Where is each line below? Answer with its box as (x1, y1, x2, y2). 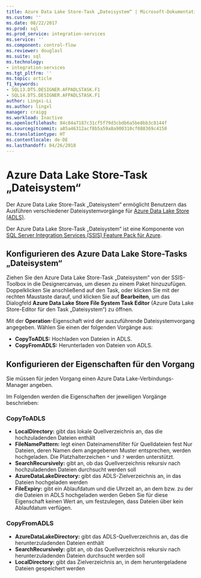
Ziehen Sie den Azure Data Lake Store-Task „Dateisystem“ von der (6, 274, 170, 282)
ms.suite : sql (6, 53, 42, 59)
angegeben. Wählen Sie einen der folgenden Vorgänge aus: (6, 324, 154, 331)
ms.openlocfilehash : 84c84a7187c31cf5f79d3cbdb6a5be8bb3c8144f (6, 120, 167, 126)
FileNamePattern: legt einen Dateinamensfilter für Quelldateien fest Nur (14, 441, 193, 448)
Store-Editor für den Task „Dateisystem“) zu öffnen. (6, 306, 133, 313)
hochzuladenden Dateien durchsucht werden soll (14, 466, 136, 473)
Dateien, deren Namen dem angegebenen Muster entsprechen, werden (14, 447, 191, 454)
